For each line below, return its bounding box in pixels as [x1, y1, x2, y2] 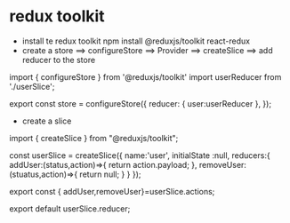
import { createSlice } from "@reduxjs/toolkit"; [9, 132, 179, 143]
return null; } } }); [79, 169, 141, 179]
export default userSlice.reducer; [9, 203, 131, 214]
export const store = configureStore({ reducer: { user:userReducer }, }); [9, 98, 272, 108]
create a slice [21, 115, 72, 126]
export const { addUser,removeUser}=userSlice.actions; [9, 186, 215, 196]
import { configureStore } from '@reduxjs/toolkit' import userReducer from [9, 71, 282, 82]
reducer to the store [21, 54, 96, 65]
